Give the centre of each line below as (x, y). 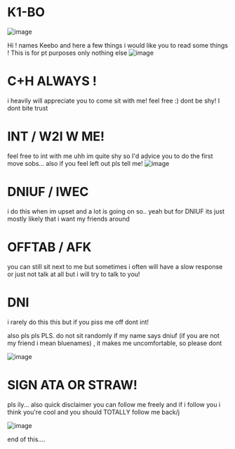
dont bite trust (28, 108)
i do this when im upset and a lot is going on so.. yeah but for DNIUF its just (116, 211)
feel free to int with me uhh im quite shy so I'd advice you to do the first (110, 156)
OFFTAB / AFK (49, 247)
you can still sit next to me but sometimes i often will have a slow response (115, 266)
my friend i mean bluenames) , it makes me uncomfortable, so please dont (115, 343)
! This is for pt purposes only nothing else (67, 53)
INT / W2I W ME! (56, 137)
